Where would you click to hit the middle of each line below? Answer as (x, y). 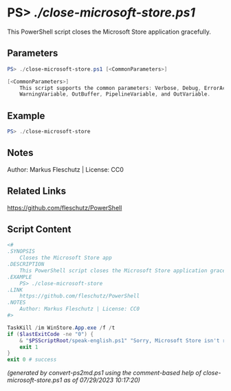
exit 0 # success (32, 360)
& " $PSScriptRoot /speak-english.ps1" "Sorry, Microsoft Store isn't (120, 340)
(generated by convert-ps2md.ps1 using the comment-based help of (104, 373)
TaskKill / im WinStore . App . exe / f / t (61, 328)
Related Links (37, 191)
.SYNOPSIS (21, 252)
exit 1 (29, 347)
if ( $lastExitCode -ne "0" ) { (51, 334)
